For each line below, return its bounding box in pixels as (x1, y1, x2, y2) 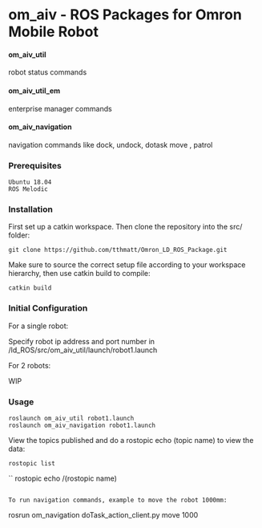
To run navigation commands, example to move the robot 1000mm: (8, 496, 228, 504)
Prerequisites (8, 160, 62, 171)
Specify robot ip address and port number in (8, 336, 155, 346)
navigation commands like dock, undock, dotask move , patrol (8, 140, 213, 149)
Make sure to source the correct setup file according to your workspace (8, 260, 246, 270)
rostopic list (8, 459, 56, 467)
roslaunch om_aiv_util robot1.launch (8, 414, 135, 422)
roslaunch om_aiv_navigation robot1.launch (8, 421, 156, 429)
